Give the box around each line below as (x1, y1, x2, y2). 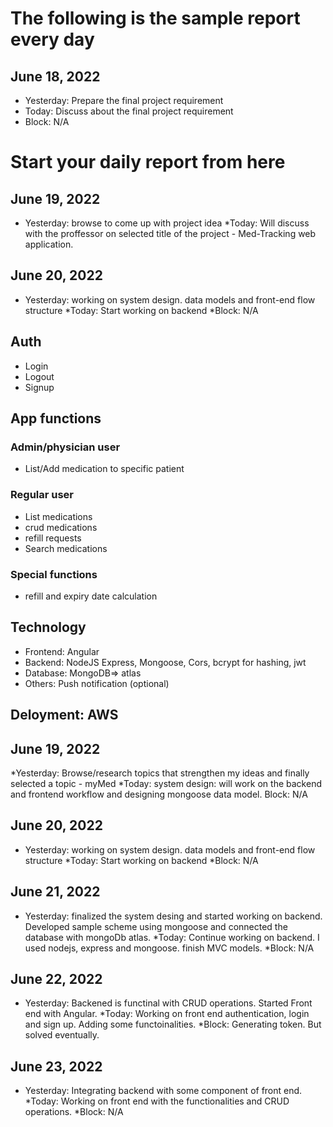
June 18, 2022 (10, 68, 101, 85)
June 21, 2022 (10, 883, 101, 901)
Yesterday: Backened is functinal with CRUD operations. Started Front (24, 997, 313, 1009)
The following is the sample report (10, 7, 301, 30)
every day (10, 28, 95, 51)
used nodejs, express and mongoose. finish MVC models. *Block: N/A (24, 942, 315, 954)
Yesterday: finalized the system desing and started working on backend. (24, 910, 323, 922)
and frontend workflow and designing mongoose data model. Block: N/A (10, 788, 308, 800)
